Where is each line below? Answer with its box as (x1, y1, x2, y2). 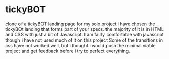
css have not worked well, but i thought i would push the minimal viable (5, 42, 156, 48)
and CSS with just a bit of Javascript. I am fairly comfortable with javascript (5, 31, 164, 37)
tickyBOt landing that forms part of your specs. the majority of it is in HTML (5, 26, 164, 32)
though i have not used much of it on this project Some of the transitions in (5, 37, 163, 43)
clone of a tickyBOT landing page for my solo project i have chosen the (5, 21, 155, 27)
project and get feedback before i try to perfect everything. (5, 48, 130, 54)
